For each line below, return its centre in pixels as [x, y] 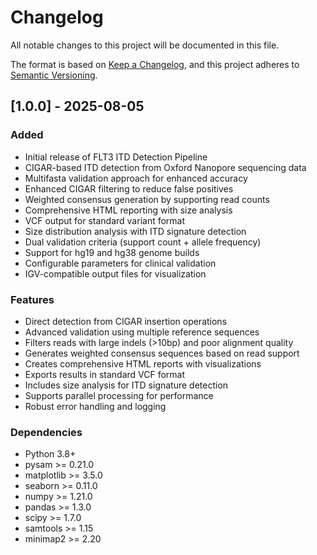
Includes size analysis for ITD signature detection [126, 385]
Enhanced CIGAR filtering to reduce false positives [129, 188]
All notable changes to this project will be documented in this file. [145, 45]
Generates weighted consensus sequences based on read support [162, 353]
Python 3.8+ [50, 454]
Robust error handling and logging [95, 406]
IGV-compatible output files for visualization [115, 273]
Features [32, 299]
